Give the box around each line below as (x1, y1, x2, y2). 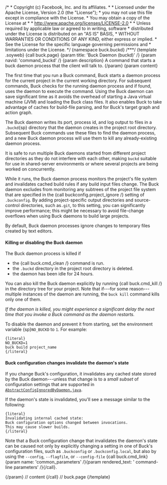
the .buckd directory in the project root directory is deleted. (12, 265, 134, 271)
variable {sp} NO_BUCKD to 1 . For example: (5, 326, 87, 332)
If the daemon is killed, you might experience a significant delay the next (5, 306, 155, 312)
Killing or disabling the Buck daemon (5, 239, 83, 245)
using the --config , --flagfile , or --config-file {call (5, 453, 116, 459)
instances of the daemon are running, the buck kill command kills (22, 291, 160, 297)
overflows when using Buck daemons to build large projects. (5, 213, 130, 219)
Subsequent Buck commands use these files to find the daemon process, (5, 130, 156, 135)
